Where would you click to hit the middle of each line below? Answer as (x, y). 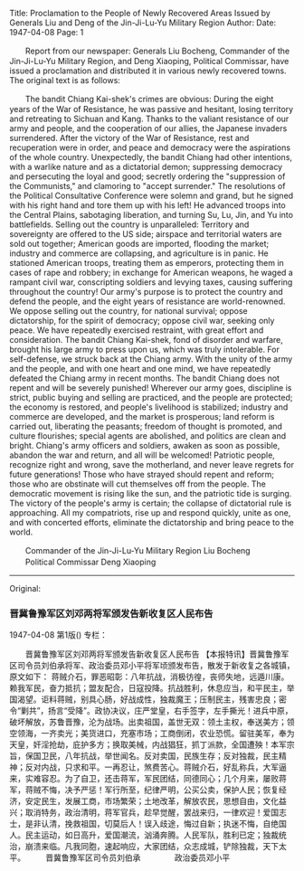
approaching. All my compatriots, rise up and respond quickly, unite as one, (150, 513)
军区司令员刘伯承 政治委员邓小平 (153, 857)
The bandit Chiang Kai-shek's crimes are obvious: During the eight (149, 99)
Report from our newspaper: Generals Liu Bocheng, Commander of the (157, 51)
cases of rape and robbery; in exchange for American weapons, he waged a (152, 272)
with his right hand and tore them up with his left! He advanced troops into (148, 205)
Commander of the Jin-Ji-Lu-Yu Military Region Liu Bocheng (138, 550)
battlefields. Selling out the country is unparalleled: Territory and (129, 224)
